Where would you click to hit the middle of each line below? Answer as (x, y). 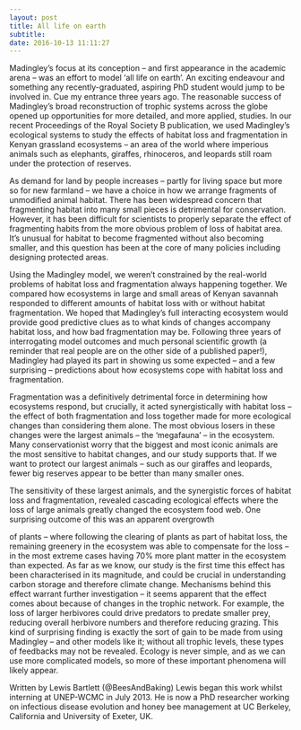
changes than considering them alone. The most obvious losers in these (142, 426)
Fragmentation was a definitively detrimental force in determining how (139, 397)
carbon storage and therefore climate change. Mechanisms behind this (140, 585)
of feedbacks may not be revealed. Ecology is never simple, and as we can (147, 651)
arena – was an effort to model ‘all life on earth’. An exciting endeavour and (147, 78)
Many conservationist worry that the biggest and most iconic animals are (144, 444)
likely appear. (34, 671)
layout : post (34, 18)
